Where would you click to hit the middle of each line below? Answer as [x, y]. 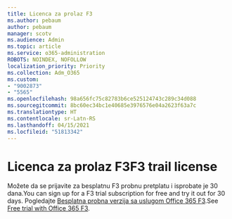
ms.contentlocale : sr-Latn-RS [52, 118]
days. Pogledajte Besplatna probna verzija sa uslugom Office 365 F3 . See [113, 201]
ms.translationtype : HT [42, 112]
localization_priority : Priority [56, 66]
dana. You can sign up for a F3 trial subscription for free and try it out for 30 [116, 194]
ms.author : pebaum [34, 20]
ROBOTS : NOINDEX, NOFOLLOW [47, 60]
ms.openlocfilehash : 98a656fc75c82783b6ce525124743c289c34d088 [102, 99]
